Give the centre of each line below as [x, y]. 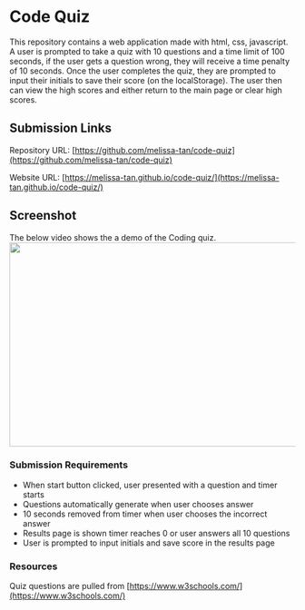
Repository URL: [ [42, 150]
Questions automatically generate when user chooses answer [138, 504]
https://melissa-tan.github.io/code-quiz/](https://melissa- [172, 177]
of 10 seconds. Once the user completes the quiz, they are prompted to [143, 71]
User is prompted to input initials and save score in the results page [148, 543]
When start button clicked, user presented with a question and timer [150, 485]
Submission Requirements [69, 465]
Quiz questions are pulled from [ [69, 586]
